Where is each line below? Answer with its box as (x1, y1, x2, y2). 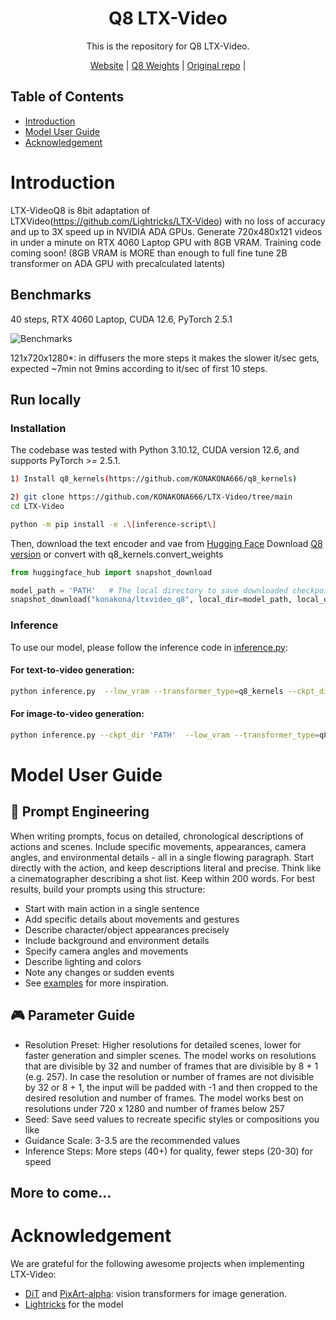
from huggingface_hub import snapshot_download (10, 567, 213, 577)
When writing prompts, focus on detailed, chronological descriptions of (10, 830, 304, 842)
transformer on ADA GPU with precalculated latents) (10, 257, 226, 269)
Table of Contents (10, 88, 125, 106)
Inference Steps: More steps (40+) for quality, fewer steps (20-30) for (24, 1145, 314, 1157)
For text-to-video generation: (10, 664, 135, 676)
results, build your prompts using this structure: (10, 883, 206, 895)
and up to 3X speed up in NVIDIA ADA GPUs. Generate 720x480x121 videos (10, 225, 323, 237)
